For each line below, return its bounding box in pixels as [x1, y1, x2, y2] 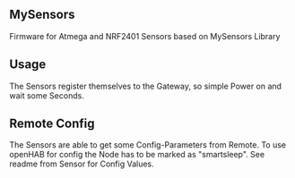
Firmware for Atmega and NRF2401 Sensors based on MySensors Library [9, 30, 281, 41]
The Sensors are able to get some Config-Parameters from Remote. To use [9, 140, 287, 150]
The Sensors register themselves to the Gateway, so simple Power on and [9, 81, 282, 91]
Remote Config [9, 116, 96, 131]
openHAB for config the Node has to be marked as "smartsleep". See [9, 149, 265, 160]
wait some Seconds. [9, 89, 85, 101]
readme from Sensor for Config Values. [9, 158, 154, 169]
